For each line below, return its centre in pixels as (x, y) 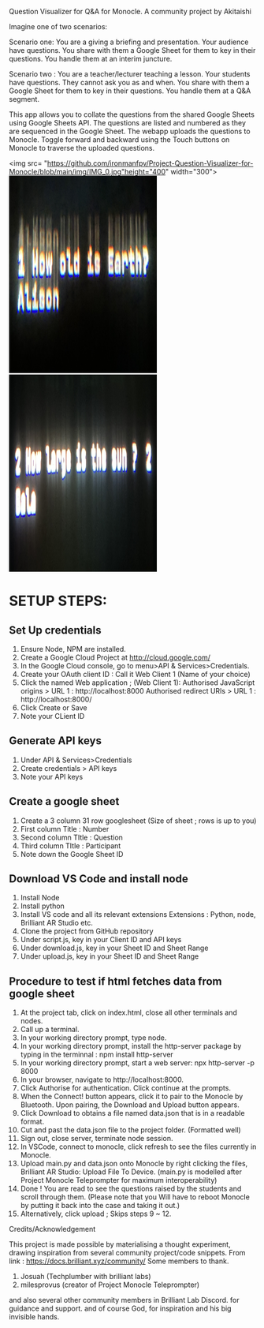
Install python (43, 906)
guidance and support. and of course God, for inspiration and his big (120, 1308)
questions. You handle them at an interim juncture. (91, 59)
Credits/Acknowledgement (52, 1229)
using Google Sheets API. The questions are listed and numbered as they (128, 123)
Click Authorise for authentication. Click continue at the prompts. (126, 1088)
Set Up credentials (55, 630)
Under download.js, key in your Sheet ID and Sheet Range (114, 948)
